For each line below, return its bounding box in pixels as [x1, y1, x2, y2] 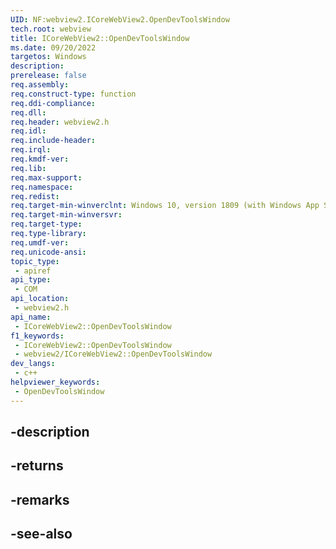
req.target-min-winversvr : [10, 210, 123, 220]
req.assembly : [10, 80, 70, 90]
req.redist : [10, 191, 60, 201]
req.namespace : [10, 182, 74, 192]
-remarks [10, 491, 70, 508]
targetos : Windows [10, 52, 87, 62]
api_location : [10, 294, 70, 304]
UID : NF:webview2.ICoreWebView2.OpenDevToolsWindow [10, 14, 230, 25]
